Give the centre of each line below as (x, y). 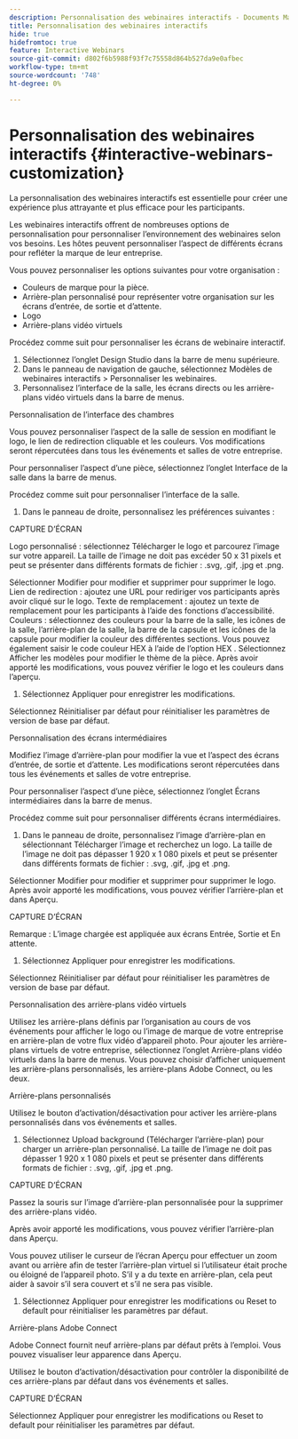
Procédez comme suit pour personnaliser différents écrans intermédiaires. (145, 818)
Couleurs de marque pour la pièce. (85, 287)
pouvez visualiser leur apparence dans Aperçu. (95, 1354)
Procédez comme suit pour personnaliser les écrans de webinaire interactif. (147, 342)
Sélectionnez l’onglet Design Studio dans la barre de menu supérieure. (151, 359)
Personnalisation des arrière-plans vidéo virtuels (98, 1004)
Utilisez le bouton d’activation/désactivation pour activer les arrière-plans (143, 1113)
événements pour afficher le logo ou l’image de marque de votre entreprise (146, 1031)
